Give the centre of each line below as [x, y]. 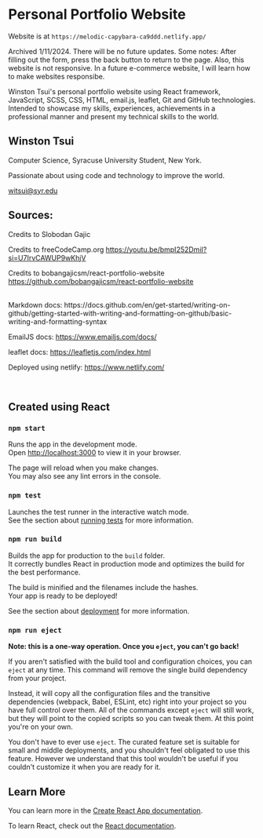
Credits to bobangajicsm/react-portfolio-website [86, 273]
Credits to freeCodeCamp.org [56, 250]
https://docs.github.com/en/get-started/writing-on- [147, 304]
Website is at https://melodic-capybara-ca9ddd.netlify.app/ [107, 36]
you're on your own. [40, 727]
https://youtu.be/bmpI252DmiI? [156, 250]
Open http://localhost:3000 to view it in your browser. [95, 453]
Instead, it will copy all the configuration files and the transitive [109, 694]
